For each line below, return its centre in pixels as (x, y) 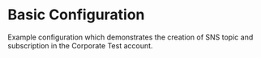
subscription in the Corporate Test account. (80, 45)
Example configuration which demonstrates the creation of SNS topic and (130, 37)
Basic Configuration (76, 15)
